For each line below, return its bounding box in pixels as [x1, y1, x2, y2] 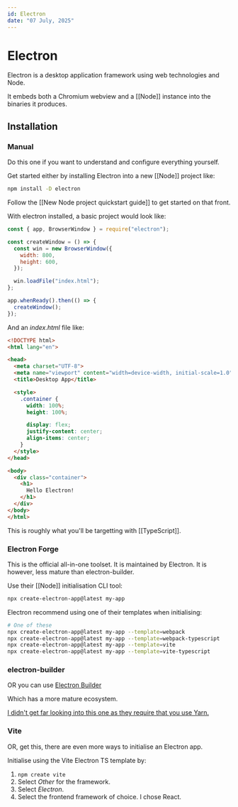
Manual [7, 141, 34, 151]
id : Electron [7, 10, 46, 18]
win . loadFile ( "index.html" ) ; [13, 278, 100, 285]
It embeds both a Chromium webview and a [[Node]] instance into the [7, 92, 211, 101]
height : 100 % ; [25, 409, 69, 416]
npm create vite [17, 771, 66, 778]
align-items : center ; [25, 434, 91, 442]
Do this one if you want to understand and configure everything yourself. [7, 158, 220, 167]
